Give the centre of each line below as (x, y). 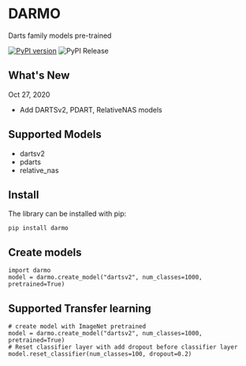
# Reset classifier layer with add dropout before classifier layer (123, 347)
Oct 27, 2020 (29, 94)
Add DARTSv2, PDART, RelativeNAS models (91, 109)
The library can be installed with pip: (67, 214)
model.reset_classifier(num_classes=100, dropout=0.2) (100, 354)
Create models (45, 252)
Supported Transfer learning (80, 308)
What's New (39, 76)
